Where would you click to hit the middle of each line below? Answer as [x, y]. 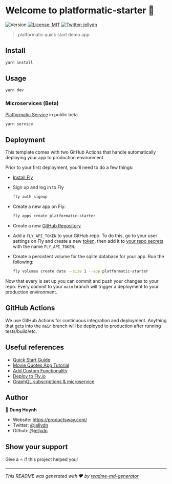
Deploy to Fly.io [29, 376]
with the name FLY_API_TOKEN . [44, 247]
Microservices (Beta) [32, 103]
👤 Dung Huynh [21, 410]
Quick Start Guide [31, 360]
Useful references [35, 348]
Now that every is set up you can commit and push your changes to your [82, 281]
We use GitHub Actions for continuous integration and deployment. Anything [86, 320]
